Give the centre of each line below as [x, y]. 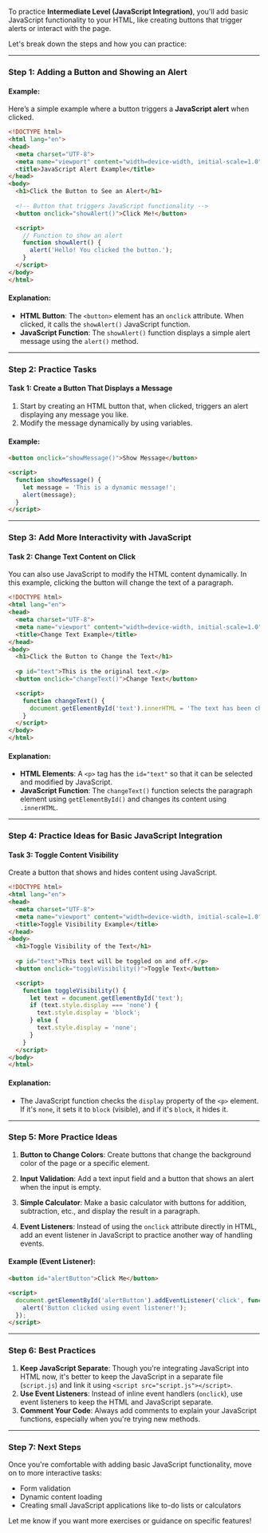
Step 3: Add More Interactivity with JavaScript [100, 538]
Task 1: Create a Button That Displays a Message [91, 388]
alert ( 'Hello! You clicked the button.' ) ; [101, 251]
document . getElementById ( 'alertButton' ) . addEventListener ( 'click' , [130, 1300]
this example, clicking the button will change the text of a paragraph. [121, 583]
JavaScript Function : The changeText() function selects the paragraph [136, 791]
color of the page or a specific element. [85, 1163]
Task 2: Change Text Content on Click [72, 556]
